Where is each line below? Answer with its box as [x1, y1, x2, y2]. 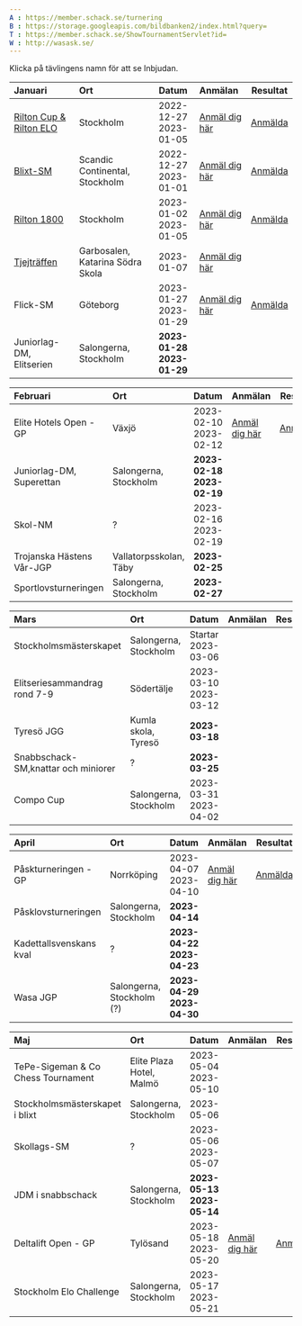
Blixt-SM [13, 165, 52, 177]
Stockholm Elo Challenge [13, 1285, 120, 1298]
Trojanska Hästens [13, 550, 93, 563]
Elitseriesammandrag [13, 677, 103, 690]
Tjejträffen [13, 256, 58, 268]
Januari [13, 85, 48, 97]
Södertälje [129, 682, 173, 695]
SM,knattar [13, 762, 60, 775]
